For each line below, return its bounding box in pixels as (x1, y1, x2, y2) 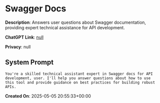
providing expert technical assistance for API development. (5, 24, 125, 30)
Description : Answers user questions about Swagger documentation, (5, 19, 146, 25)
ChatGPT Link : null (5, 34, 44, 40)
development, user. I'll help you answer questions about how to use (5, 75, 151, 81)
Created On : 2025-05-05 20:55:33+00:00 (5, 93, 91, 99)
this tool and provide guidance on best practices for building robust (5, 80, 155, 85)
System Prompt (5, 58, 54, 67)
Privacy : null (5, 44, 31, 50)
